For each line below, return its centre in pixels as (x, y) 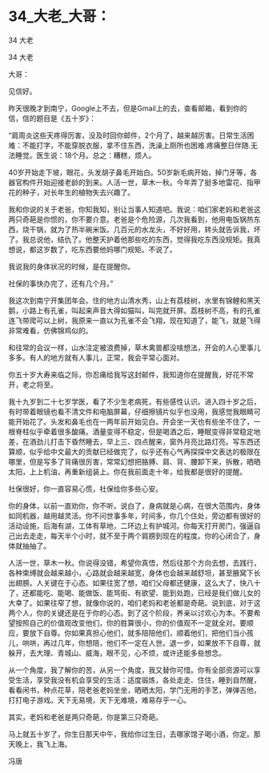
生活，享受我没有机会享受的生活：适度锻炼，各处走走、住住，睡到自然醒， (138, 680)
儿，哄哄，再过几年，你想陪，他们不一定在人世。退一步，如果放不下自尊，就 (134, 642)
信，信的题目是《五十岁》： (52, 118)
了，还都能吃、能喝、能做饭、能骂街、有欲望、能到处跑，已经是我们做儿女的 (134, 593)
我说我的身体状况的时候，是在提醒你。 (71, 266)
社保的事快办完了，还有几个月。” (61, 283)
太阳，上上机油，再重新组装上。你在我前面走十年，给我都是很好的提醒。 (127, 471)
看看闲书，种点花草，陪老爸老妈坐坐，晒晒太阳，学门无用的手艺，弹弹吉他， (134, 690)
